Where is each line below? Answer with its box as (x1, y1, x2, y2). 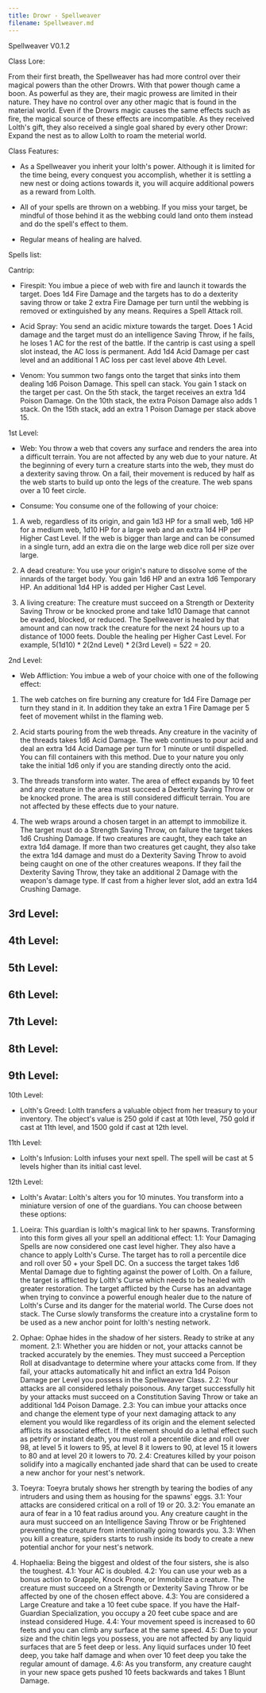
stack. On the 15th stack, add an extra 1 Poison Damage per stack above (19, 404, 256, 414)
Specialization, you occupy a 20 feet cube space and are (51, 1608, 238, 1618)
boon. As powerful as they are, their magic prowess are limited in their (8, 88, 238, 98)
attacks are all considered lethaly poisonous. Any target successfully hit (19, 1383, 256, 1393)
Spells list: (8, 249, 42, 259)
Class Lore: (8, 56, 45, 66)
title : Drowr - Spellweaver (8, 11, 102, 20)
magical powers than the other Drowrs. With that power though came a (8, 80, 241, 90)
